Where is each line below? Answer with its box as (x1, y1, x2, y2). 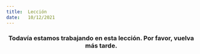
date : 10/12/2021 (6, 14, 55, 20)
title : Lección (6, 8, 47, 15)
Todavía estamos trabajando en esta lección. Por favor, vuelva (8, 34, 195, 43)
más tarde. (85, 41, 117, 50)
